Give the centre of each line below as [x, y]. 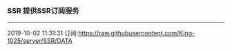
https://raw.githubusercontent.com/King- [137, 33]
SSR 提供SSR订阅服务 [43, 10]
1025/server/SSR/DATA [40, 41]
